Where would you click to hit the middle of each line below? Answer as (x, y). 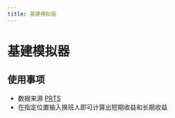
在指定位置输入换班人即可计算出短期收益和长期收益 (92, 107)
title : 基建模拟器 (32, 14)
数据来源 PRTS (39, 98)
